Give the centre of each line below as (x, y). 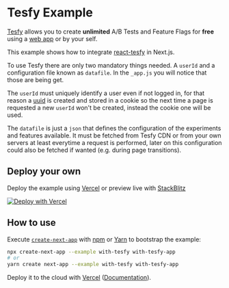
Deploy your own (44, 171)
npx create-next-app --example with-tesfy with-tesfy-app (91, 252)
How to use (31, 223)
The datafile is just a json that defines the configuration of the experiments (114, 128)
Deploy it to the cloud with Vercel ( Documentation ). (79, 278)
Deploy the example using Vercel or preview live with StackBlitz (96, 188)
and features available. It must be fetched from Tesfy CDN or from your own (114, 135)
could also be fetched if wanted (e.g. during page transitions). (94, 150)
